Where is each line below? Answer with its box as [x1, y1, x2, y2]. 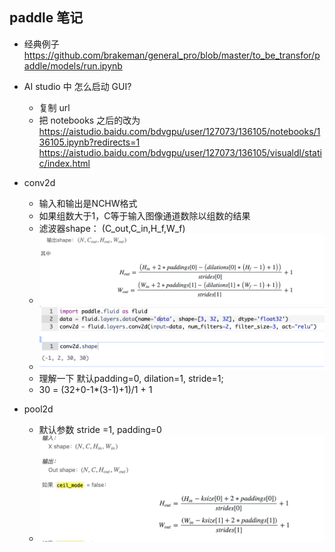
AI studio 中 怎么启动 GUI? [23, 80, 132, 92]
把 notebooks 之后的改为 [38, 114, 141, 126]
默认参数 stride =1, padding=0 [38, 423, 162, 435]
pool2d [23, 403, 54, 415]
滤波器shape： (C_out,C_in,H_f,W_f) [38, 222, 186, 234]
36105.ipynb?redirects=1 [38, 136, 141, 148]
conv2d [23, 176, 56, 188]
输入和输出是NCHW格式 [38, 197, 138, 209]
